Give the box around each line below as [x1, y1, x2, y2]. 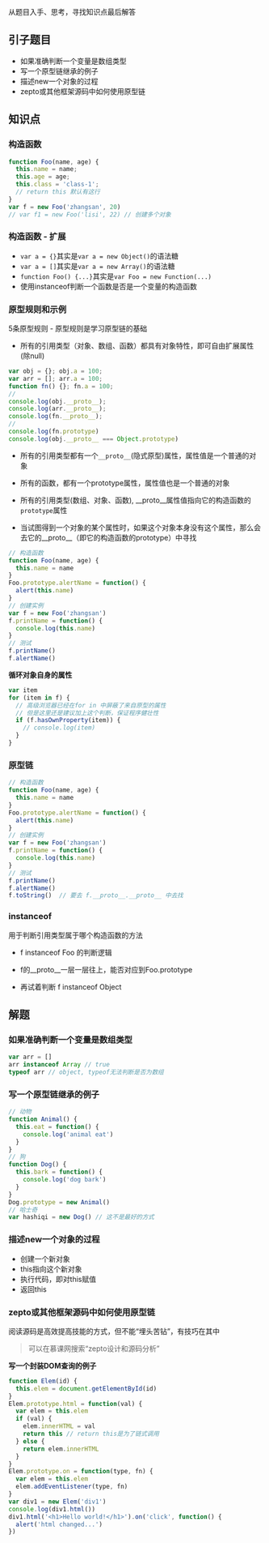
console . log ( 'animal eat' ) [23, 1130, 114, 1139]
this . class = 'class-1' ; [15, 181, 99, 189]
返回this [19, 1284, 47, 1294]
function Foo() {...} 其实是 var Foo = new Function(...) [19, 271, 212, 281]
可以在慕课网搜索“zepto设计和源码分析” [27, 1344, 160, 1353]
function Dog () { [8, 1160, 67, 1169]
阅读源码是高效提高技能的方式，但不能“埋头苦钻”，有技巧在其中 [8, 1326, 221, 1336]
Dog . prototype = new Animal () [8, 1198, 111, 1206]
